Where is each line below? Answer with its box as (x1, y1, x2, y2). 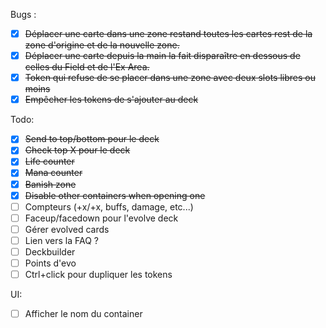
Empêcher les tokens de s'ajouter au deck (24, 94, 199, 106)
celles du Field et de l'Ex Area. (24, 61, 150, 73)
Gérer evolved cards (24, 223, 110, 235)
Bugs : (10, 9, 37, 20)
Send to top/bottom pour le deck (24, 133, 160, 145)
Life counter (24, 155, 75, 168)
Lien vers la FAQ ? (24, 234, 99, 246)
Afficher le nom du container (24, 308, 143, 320)
